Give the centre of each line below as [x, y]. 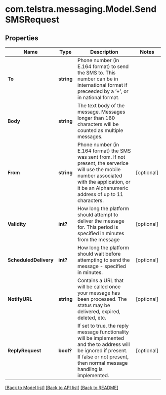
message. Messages [101, 112]
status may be [94, 305]
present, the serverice [103, 163]
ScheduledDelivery [31, 260]
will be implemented [101, 338]
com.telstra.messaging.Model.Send [81, 9]
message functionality [103, 332]
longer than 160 [96, 118]
